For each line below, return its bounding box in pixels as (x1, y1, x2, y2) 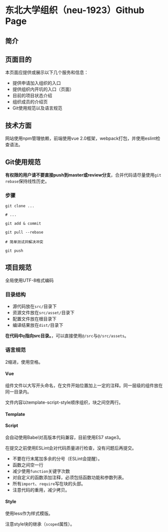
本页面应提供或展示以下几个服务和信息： (5, 70, 88, 76)
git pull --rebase (5, 230, 43, 235)
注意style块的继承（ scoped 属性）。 (5, 521, 75, 527)
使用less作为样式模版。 (5, 510, 53, 516)
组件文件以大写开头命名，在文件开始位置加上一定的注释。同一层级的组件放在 (5, 382, 163, 388)
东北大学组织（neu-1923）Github (5, 5, 145, 16)
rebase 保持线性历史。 (5, 178, 49, 184)
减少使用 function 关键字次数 (12, 468, 70, 474)
